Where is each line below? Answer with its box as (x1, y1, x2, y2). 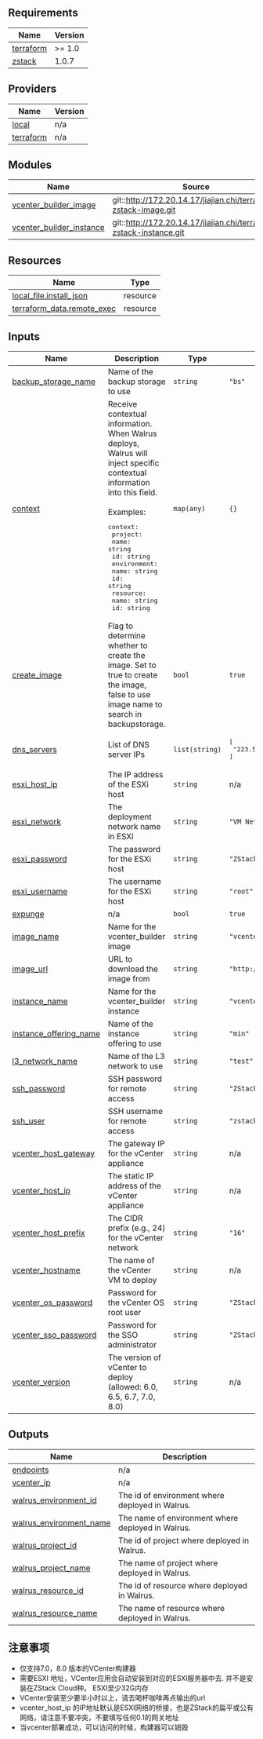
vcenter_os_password (12, 1297, 92, 1308)
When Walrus (107, 428, 157, 439)
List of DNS (107, 739, 150, 750)
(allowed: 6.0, (107, 1382, 159, 1393)
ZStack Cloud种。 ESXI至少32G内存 (33, 1683, 149, 1693)
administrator (107, 1339, 157, 1350)
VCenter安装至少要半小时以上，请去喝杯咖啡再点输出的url (19, 1693, 206, 1702)
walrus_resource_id (12, 1585, 85, 1596)
